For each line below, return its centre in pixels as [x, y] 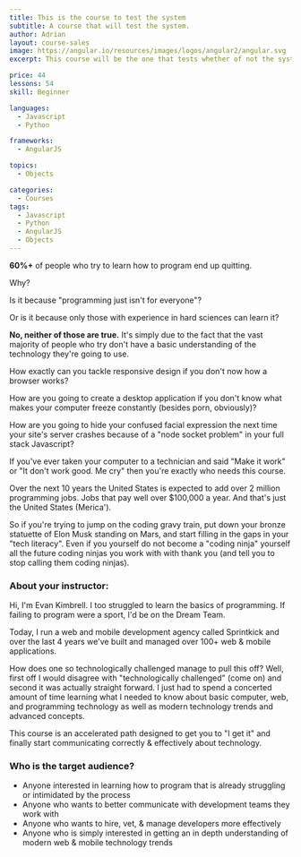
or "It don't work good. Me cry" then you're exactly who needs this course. [148, 470]
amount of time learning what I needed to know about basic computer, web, [149, 697]
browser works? [39, 381]
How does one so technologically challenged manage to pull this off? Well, [146, 669]
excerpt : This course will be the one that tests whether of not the [142, 59]
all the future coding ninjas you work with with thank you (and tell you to [142, 553]
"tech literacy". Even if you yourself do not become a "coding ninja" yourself [150, 544]
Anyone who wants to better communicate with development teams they [156, 805]
